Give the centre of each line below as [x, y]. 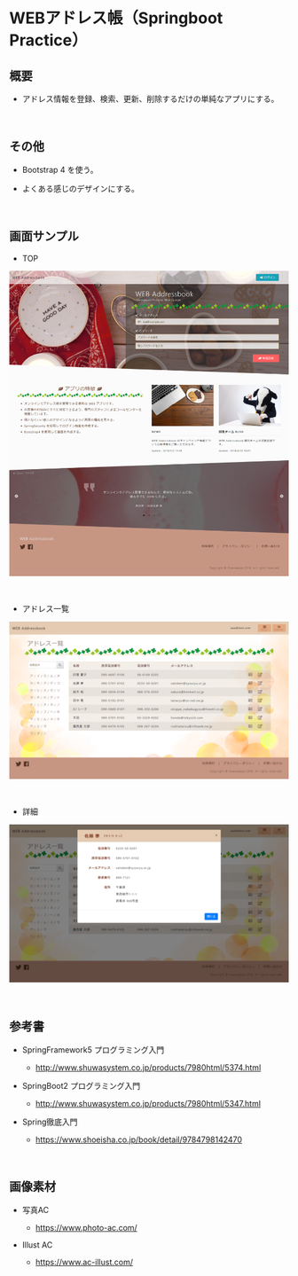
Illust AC [37, 1245]
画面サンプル [44, 236]
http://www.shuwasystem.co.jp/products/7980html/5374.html [148, 1067]
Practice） [48, 40]
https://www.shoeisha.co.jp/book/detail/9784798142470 [138, 1139]
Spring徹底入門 [50, 1122]
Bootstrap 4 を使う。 [60, 169]
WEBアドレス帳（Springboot [116, 18]
